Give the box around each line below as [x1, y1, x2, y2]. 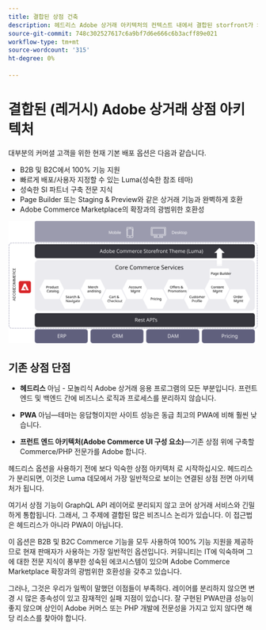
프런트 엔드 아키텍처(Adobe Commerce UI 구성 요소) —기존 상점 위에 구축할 [19, 437, 255, 447]
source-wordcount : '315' [8, 46, 90, 55]
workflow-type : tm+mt [8, 38, 80, 46]
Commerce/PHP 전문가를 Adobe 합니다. [19, 447, 147, 456]
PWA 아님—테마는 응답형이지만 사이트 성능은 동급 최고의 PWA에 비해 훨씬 [19, 410, 249, 420]
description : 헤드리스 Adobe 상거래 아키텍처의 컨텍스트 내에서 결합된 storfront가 [8, 21, 254, 29]
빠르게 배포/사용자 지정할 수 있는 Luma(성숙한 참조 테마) [19, 174, 194, 184]
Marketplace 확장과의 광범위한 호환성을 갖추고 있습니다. [8, 567, 182, 576]
